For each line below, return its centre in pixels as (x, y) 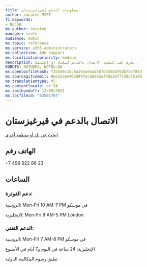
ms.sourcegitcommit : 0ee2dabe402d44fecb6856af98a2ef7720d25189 (74, 77)
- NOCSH (13, 24)
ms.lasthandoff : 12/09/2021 (35, 91)
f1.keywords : (19, 19)
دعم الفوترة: (19, 193)
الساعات (18, 179)
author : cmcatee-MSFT (28, 15)
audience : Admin (22, 39)
